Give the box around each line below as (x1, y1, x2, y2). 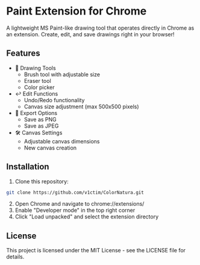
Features (6, 48, 40, 59)
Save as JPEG (23, 122, 59, 129)
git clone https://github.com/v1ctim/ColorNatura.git (6, 189, 145, 195)
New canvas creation (23, 144, 77, 151)
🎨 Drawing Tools (14, 64, 56, 71)
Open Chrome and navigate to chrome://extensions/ (14, 200, 145, 208)
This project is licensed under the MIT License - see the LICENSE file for (6, 247, 186, 254)
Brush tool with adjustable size (23, 71, 101, 78)
